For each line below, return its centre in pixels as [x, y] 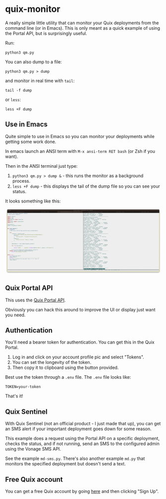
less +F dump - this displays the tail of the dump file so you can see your [86, 186]
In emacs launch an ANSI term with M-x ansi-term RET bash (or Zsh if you [80, 151]
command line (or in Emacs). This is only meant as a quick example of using [83, 28]
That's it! [14, 396]
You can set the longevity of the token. [52, 362]
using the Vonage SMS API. [33, 449]
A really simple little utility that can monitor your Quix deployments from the [82, 23]
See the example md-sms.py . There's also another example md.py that [75, 458]
